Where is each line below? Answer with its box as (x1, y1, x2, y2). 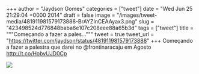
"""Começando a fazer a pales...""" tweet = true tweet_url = (6, 31, 155, 38)
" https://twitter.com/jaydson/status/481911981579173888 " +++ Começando (6, 37, 194, 44)
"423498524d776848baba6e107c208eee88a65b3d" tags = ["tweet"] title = (6, 24, 194, 31)
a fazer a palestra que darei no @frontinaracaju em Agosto (6, 43, 152, 51)
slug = (138, 18, 155, 25)
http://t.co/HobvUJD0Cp (6, 50, 67, 57)
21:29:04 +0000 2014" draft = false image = (6, 11, 115, 19)
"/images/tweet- (116, 11, 158, 19)
